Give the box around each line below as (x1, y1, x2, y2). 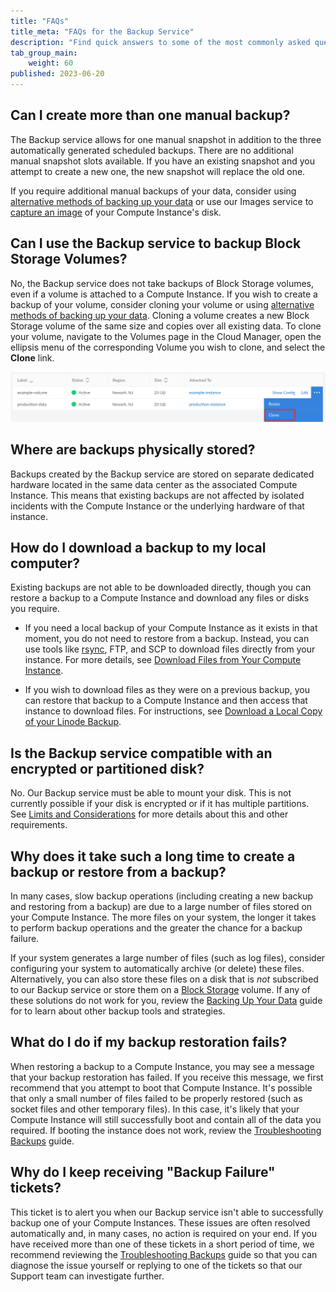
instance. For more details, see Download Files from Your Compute (24, 654, 302, 666)
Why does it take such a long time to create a (10, 848, 296, 865)
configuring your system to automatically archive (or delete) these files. (10, 963, 305, 975)
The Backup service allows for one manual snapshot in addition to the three (10, 133, 322, 145)
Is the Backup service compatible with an (10, 745, 273, 762)
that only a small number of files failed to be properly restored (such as (10, 1092, 303, 1104)
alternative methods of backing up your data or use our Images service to (10, 195, 314, 207)
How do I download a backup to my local (10, 540, 267, 557)
